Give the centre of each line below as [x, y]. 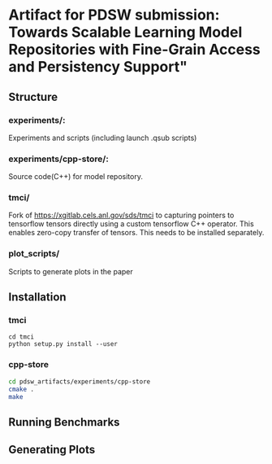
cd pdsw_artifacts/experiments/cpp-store [80, 381]
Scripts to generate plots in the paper [71, 271]
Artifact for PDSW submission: [114, 15]
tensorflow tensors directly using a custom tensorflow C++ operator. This [131, 224]
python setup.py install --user [63, 344]
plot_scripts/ [34, 254]
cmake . [22, 389]
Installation [37, 298]
